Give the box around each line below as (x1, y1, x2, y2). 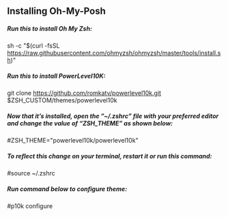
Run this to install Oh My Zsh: (7, 24, 93, 33)
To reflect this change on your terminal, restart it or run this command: (7, 151, 213, 160)
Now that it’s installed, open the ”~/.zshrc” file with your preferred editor (7, 112, 219, 120)
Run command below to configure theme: (7, 184, 128, 193)
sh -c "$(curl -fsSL (7, 42, 60, 50)
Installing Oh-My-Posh (7, 5, 106, 17)
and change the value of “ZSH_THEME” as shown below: (7, 119, 173, 127)
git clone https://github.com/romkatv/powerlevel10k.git (7, 89, 162, 98)
